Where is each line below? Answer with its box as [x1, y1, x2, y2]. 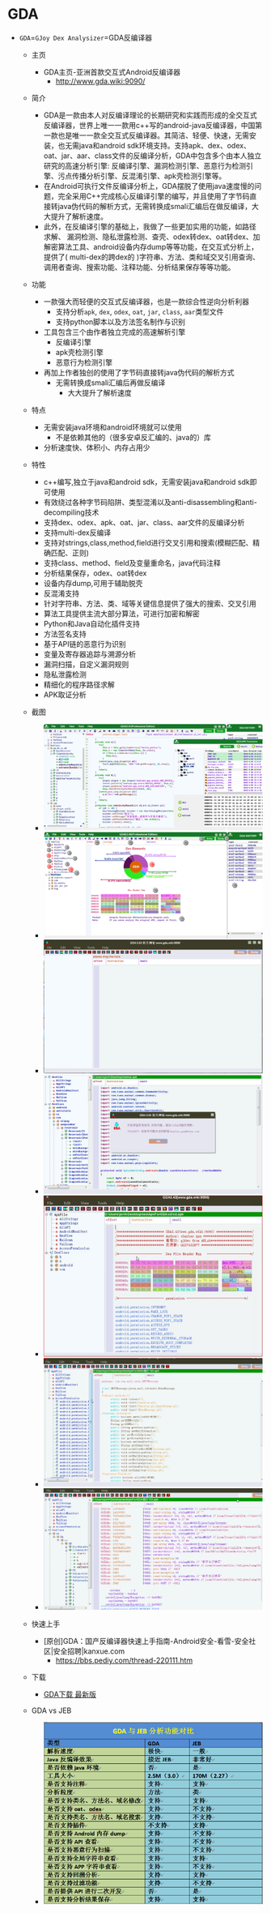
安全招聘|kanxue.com [53, 1646, 125, 1656]
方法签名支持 [43, 629, 87, 639]
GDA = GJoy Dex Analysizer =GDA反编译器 [19, 32, 153, 42]
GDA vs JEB [31, 1705, 72, 1715]
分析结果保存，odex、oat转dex [43, 568, 147, 578]
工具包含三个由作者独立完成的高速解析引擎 [43, 327, 186, 336]
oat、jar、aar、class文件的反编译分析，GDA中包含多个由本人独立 [43, 151, 262, 160]
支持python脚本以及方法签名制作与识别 [55, 317, 186, 327]
